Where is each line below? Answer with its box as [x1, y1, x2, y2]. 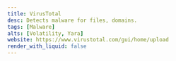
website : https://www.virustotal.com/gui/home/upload [7, 36, 170, 43]
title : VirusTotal [7, 10, 61, 18]
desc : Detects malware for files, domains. [7, 17, 138, 24]
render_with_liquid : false [7, 43, 87, 50]
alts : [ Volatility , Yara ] [7, 29, 83, 37]
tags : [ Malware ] [7, 23, 55, 30]
